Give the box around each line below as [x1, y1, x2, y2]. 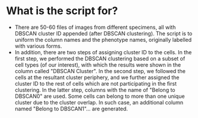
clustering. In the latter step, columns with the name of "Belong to [14, 86, 175, 93]
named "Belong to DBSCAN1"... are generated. [14, 105, 129, 112]
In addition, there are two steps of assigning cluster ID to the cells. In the [14, 48, 192, 55]
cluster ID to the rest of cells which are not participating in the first [14, 80, 177, 87]
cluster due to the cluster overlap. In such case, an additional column [14, 99, 184, 106]
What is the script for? [6, 4, 119, 18]
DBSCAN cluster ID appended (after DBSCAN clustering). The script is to [14, 29, 193, 37]
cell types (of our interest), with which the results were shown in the [14, 61, 181, 68]
